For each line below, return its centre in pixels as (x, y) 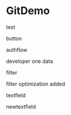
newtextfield (21, 106)
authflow (17, 50)
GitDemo (28, 11)
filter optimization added (36, 84)
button (14, 38)
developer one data (30, 61)
